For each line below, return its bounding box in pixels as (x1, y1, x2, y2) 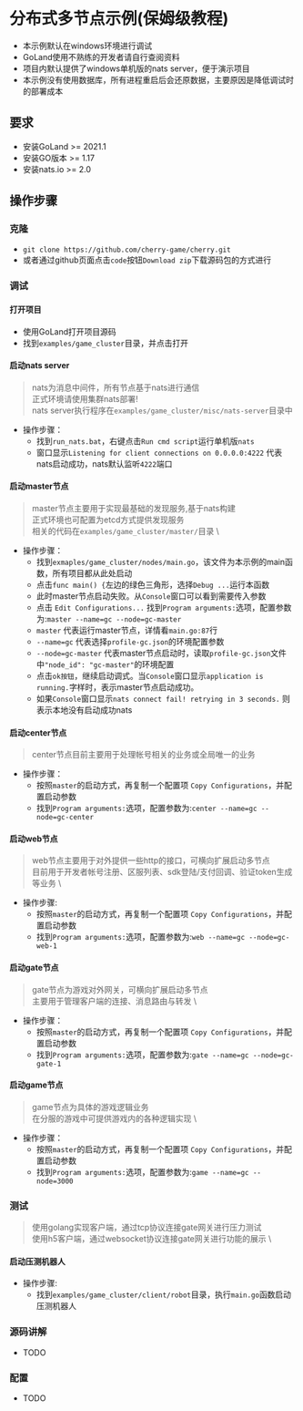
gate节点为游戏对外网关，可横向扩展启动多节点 (31, 984, 208, 994)
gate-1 (35, 1059, 62, 1068)
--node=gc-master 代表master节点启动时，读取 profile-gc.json (35, 647, 271, 658)
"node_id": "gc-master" (44, 660, 135, 670)
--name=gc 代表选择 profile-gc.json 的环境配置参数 (35, 635, 225, 647)
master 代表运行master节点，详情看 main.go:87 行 (35, 624, 218, 635)
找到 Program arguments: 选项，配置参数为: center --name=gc (35, 803, 258, 814)
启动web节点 (9, 833, 58, 844)
